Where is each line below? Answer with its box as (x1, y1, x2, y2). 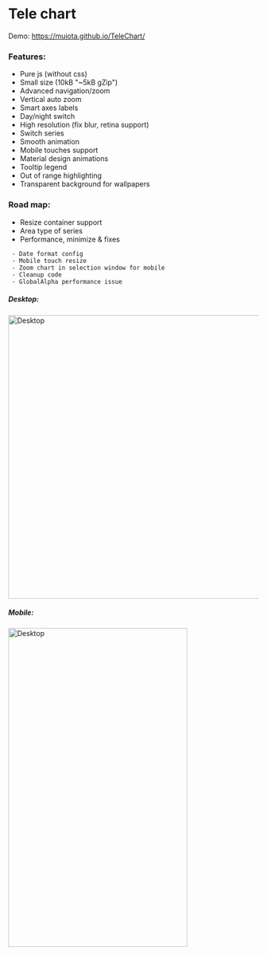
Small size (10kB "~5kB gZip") (19, 77, 118, 88)
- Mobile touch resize (11, 257, 87, 265)
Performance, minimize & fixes (19, 234, 121, 244)
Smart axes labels (19, 103, 79, 112)
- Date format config (11, 250, 83, 257)
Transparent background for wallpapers (19, 179, 150, 189)
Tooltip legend (19, 163, 68, 172)
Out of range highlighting (19, 171, 102, 180)
